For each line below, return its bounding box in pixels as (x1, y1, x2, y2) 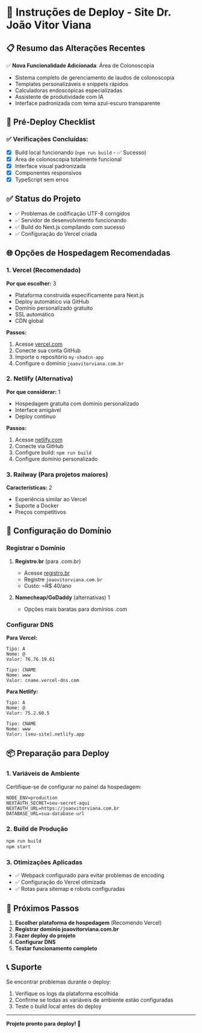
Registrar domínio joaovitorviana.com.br (14, 925, 119, 932)
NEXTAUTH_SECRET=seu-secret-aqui (6, 800, 90, 806)
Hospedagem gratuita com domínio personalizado (14, 400, 139, 407)
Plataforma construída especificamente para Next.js (14, 292, 144, 299)
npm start (6, 843, 31, 850)
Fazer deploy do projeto (14, 932, 76, 939)
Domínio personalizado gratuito (14, 304, 93, 311)
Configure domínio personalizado (14, 455, 98, 463)
